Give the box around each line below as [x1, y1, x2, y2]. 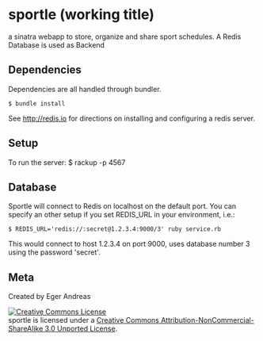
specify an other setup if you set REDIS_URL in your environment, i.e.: [8, 210, 235, 220]
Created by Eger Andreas [8, 292, 91, 301]
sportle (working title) [8, 6, 154, 24]
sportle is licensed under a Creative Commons [8, 316, 160, 325]
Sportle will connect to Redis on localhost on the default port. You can [8, 201, 236, 211]
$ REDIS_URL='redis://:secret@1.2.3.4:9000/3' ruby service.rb [8, 225, 222, 233]
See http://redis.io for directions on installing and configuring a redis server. [8, 113, 256, 123]
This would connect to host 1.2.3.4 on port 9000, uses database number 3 [8, 239, 250, 249]
